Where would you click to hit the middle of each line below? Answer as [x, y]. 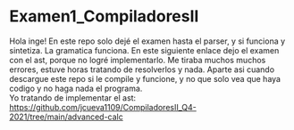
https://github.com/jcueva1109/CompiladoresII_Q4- [103, 107]
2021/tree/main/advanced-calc [66, 117]
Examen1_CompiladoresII [104, 16]
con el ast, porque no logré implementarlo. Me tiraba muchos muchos [138, 60]
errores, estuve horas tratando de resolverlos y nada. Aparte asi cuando [142, 69]
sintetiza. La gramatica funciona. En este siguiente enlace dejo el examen [144, 50]
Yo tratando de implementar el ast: [73, 97]
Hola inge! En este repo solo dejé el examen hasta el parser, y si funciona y [147, 41]
